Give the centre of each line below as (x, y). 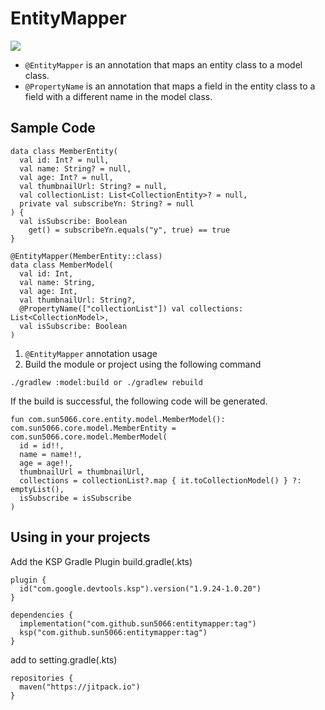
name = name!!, (51, 454)
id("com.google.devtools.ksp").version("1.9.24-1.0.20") (140, 588)
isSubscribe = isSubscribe (75, 498)
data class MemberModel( (62, 265)
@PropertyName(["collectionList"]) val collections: (131, 308)
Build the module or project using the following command (143, 364)
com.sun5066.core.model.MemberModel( (89, 437)
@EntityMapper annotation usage (91, 353)
